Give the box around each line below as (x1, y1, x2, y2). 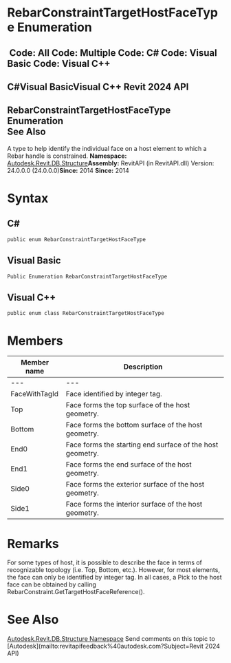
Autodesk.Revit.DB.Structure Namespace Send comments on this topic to (7, 635, 215, 643)
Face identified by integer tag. (65, 389, 163, 399)
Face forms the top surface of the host (65, 400, 190, 410)
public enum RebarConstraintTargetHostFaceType (7, 236, 146, 243)
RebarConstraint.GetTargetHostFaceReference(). (7, 588, 145, 596)
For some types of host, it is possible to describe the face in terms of (7, 558, 203, 567)
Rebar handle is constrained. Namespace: (7, 152, 127, 160)
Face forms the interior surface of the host (65, 500, 203, 509)
